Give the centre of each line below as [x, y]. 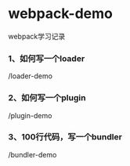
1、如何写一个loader [47, 58]
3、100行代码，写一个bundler [65, 137]
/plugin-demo [30, 115]
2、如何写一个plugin [47, 98]
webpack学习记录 [37, 36]
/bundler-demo [32, 154]
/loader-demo [31, 76]
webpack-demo [61, 14]
